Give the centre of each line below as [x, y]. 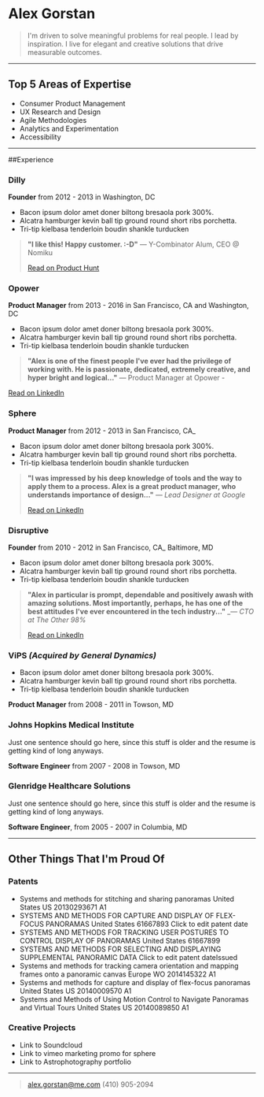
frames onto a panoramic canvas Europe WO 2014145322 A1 [117, 974]
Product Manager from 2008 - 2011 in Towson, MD [91, 705]
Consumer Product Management [72, 103]
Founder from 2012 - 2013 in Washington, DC [82, 197]
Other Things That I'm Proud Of [86, 859]
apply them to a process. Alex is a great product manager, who [132, 486]
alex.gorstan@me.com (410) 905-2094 [90, 1084]
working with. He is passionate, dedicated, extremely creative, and [139, 369]
